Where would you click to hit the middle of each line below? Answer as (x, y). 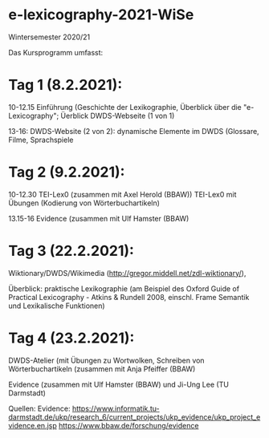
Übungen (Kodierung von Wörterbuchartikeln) (84, 203)
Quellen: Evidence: (39, 408)
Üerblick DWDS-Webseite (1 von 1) (118, 116)
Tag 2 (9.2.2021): (67, 172)
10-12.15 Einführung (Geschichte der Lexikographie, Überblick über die (125, 107)
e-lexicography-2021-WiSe (101, 15)
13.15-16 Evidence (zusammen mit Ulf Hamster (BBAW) (99, 218)
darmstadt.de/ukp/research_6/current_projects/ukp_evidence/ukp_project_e (134, 417)
